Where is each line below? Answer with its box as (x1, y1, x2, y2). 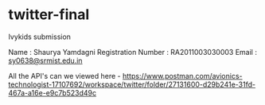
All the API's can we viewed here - (8, 71, 121, 80)
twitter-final (8, 6, 90, 24)
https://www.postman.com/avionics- (122, 71, 243, 80)
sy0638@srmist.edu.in (8, 56, 83, 65)
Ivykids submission (8, 32, 72, 41)
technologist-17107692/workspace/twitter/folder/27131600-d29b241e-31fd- (8, 80, 256, 89)
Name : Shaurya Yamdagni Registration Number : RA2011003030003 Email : (8, 47, 257, 56)
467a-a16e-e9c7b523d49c (8, 87, 97, 97)
